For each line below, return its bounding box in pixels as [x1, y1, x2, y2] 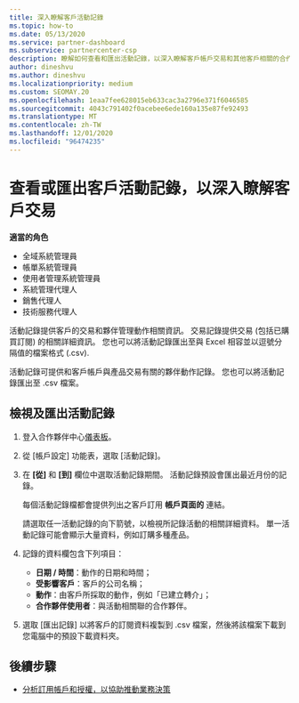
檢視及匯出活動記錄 [9, 406, 115, 421]
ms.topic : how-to [9, 21, 74, 30]
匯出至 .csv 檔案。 [16, 377, 85, 388]
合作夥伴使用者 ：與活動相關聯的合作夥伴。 [35, 600, 192, 610]
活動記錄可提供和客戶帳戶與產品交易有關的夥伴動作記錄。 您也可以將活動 [9, 366, 277, 376]
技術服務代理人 [21, 306, 77, 317]
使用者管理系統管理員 [21, 272, 101, 283]
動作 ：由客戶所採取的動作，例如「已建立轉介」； [35, 589, 212, 600]
